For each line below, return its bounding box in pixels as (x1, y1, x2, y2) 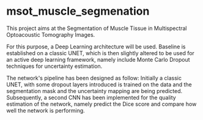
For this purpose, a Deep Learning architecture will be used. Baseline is (6, 43, 186, 50)
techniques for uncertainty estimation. (6, 62, 103, 70)
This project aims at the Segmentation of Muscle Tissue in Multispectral (6, 24, 188, 32)
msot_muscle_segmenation (6, 4, 150, 18)
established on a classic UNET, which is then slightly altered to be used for (6, 49, 194, 56)
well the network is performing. (6, 107, 86, 114)
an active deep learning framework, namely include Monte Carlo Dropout (6, 56, 191, 63)
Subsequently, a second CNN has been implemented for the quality (6, 94, 176, 101)
